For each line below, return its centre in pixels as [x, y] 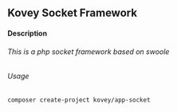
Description [28, 33]
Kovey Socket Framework [72, 13]
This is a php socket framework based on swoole [88, 52]
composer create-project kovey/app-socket [79, 100]
